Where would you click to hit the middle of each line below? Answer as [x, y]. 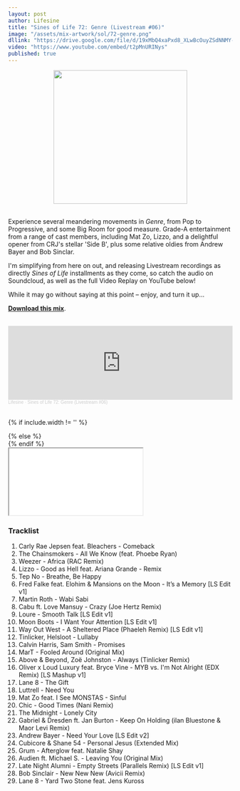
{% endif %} [26, 443]
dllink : [20, 41]
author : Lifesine [34, 21]
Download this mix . [37, 308]
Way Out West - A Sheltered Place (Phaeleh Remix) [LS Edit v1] [111, 630]
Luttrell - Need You [46, 690]
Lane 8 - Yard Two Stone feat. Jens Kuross [81, 781]
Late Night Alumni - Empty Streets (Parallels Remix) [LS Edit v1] [111, 766]
